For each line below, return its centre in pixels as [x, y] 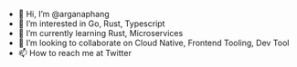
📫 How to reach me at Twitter [75, 53]
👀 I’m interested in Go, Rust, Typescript [91, 24]
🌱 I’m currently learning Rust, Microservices [101, 33]
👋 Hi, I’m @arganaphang [64, 14]
